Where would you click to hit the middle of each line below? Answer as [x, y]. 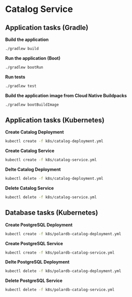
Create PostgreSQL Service [34, 243]
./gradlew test [21, 86]
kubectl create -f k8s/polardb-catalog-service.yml [60, 253]
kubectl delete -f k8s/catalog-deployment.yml [54, 179]
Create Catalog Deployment [35, 132]
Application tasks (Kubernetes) [55, 120]
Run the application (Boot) [33, 58]
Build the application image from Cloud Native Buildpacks [66, 95]
